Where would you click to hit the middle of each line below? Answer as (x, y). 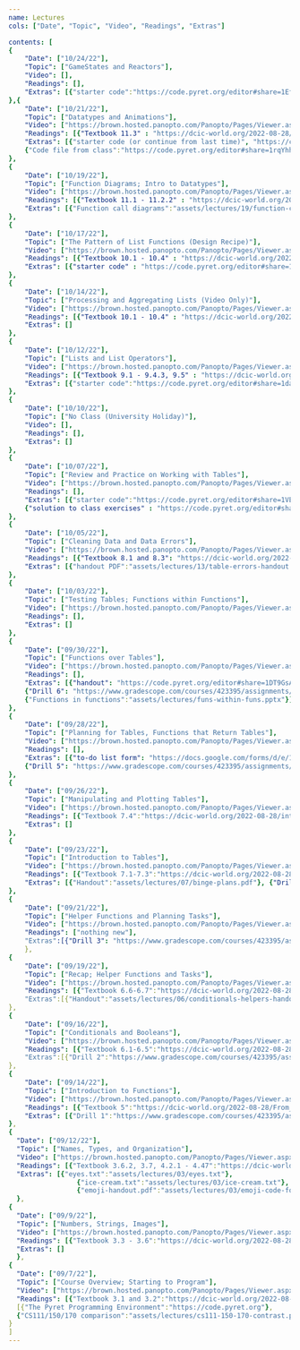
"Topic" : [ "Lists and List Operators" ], (101, 358)
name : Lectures (37, 17)
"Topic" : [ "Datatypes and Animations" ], (101, 117)
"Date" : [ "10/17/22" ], (67, 234)
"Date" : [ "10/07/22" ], (67, 466)
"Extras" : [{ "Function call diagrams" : (99, 209)
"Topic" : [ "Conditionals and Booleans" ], (103, 1032)
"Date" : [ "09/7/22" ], (57, 1274)
